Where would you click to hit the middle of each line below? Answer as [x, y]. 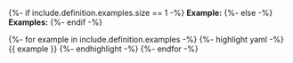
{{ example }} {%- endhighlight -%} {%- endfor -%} [103, 49]
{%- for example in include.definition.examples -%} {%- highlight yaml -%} [146, 39]
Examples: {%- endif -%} [56, 22]
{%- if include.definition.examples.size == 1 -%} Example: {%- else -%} [141, 13]
